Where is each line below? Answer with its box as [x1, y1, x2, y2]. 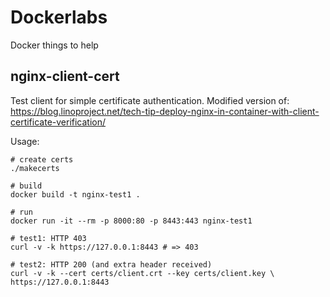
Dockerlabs [10, 6, 108, 29]
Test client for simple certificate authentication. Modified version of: [10, 94, 290, 106]
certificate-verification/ [10, 116, 107, 128]
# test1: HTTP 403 [10, 233, 87, 243]
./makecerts [10, 163, 60, 173]
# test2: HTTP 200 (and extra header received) [10, 259, 213, 270]
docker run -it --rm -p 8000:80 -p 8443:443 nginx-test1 [10, 216, 253, 226]
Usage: [10, 135, 40, 147]
